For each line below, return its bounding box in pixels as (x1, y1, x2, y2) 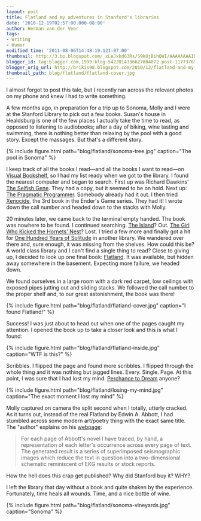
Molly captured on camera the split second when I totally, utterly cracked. (6, 404, 188, 412)
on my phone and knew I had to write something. (6, 93, 127, 100)
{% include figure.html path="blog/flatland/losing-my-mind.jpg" (6, 386, 163, 394)
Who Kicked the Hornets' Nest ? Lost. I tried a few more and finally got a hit (6, 228, 191, 235)
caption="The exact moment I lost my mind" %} (6, 393, 124, 400)
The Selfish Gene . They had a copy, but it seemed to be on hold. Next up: (6, 185, 187, 192)
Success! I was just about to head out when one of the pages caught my (6, 320, 185, 327)
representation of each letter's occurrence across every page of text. (20, 441, 192, 449)
